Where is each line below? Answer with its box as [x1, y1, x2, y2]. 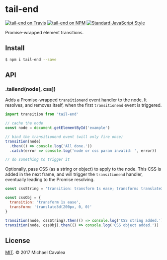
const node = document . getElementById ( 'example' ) [5, 126, 110, 130]
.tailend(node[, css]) [5, 85, 56, 92]
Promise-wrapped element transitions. [5, 29, 84, 35]
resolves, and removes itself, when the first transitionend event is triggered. [5, 102, 162, 108]
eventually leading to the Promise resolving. [5, 177, 95, 183]
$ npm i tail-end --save [5, 57, 57, 62]
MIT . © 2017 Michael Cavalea [5, 250, 66, 256]
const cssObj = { [5, 195, 41, 200]
